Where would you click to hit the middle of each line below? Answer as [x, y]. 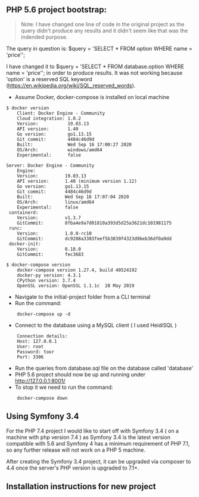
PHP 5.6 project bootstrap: [57, 10]
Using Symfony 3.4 [43, 417]
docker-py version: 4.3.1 [49, 275]
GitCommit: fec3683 [50, 254]
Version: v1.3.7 [49, 217]
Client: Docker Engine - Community [61, 113]
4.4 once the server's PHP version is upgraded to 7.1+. [73, 468]
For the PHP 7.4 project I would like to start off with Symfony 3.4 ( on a [92, 431]
